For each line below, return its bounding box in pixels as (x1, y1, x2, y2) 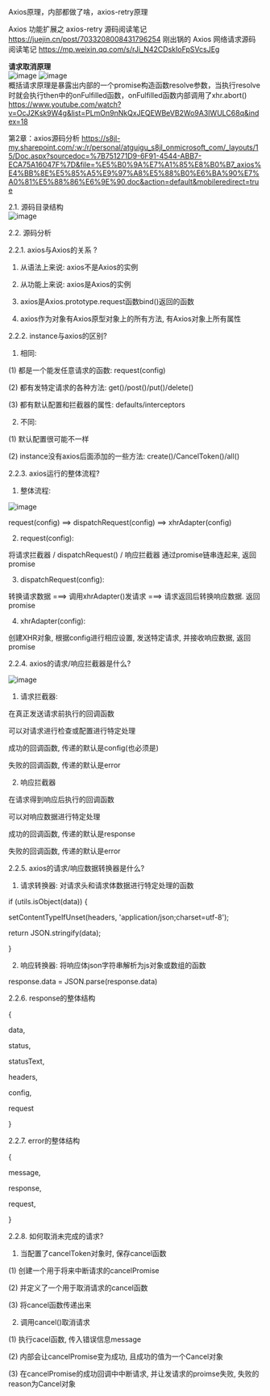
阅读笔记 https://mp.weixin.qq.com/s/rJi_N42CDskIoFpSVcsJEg (8, 44, 220, 54)
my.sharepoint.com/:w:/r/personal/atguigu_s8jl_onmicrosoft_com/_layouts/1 (8, 142, 259, 152)
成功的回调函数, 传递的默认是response (8, 829, 135, 839)
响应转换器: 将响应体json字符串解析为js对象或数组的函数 (19, 961, 206, 970)
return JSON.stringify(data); (8, 929, 102, 937)
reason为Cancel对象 (8, 1379, 77, 1389)
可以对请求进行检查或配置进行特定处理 (8, 726, 135, 735)
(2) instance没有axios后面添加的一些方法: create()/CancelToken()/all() (8, 451, 240, 461)
